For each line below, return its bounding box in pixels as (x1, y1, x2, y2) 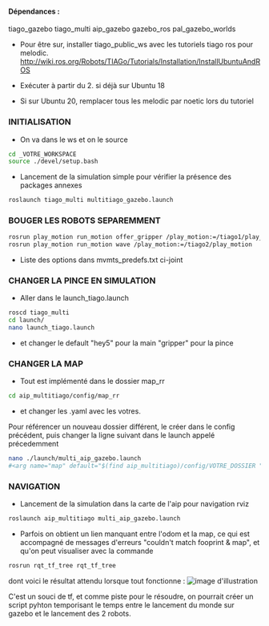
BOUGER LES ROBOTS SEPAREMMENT (8, 215, 162, 226)
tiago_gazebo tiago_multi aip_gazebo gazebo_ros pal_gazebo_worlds (8, 24, 236, 34)
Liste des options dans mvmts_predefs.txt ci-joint (19, 255, 183, 265)
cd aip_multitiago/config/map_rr (8, 392, 120, 400)
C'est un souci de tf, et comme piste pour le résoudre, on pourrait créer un (8, 592, 254, 601)
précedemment (8, 439, 59, 449)
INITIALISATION (8, 116, 72, 127)
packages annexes (19, 180, 82, 190)
